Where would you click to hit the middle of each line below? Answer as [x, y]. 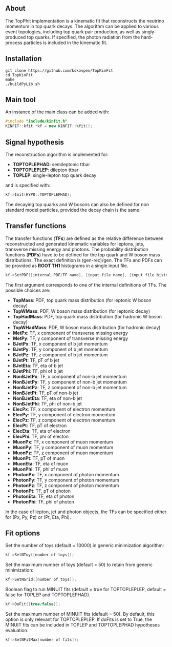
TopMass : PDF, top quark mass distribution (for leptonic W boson [82, 300]
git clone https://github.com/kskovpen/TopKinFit [59, 70]
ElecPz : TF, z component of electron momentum [64, 420]
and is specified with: [28, 185]
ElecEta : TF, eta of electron [41, 431]
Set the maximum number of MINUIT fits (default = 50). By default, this [80, 614]
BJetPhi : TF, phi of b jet [38, 371]
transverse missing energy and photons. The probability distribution [77, 249]
